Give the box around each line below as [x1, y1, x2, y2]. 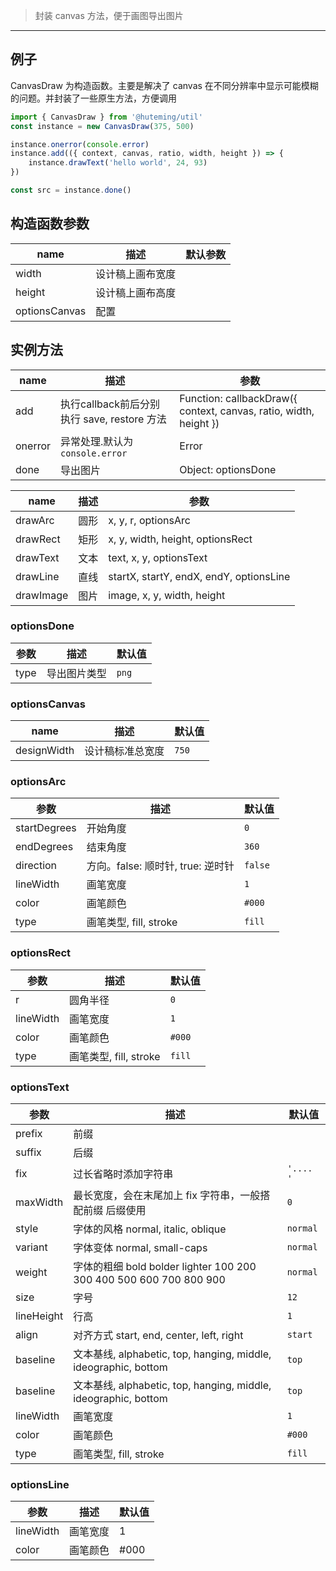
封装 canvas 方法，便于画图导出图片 [34, 10, 184, 21]
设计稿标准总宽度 [84, 744, 165, 758]
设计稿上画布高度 [95, 285, 177, 299]
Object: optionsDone [179, 462, 277, 476]
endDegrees [15, 840, 74, 854]
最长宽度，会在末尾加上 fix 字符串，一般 [73, 1189, 261, 1203]
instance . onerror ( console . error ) [10, 139, 150, 149]
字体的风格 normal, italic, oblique [73, 1222, 227, 1236]
